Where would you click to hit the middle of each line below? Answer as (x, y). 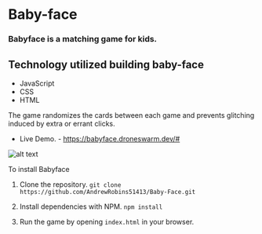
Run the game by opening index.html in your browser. (107, 221)
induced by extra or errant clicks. (62, 123)
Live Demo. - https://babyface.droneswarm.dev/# (100, 138)
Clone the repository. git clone (70, 184)
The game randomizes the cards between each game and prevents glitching (131, 115)
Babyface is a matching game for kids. (83, 39)
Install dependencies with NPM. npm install (91, 207)
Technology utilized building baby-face (106, 64)
